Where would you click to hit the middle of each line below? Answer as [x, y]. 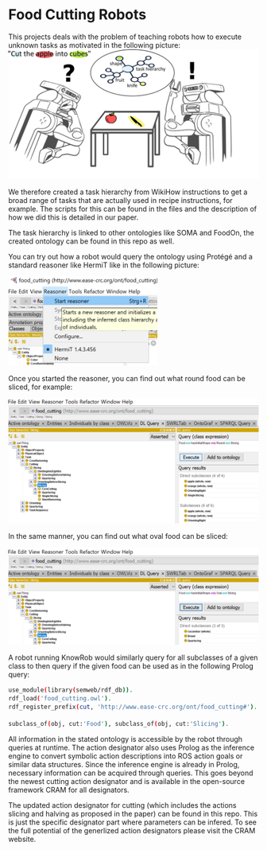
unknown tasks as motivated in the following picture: [95, 45]
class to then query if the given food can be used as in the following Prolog [131, 666]
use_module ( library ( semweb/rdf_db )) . [71, 690]
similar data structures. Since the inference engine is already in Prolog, [124, 764]
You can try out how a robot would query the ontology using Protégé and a [130, 256]
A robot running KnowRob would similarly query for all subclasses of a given [133, 657]
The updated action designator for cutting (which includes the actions [122, 805]
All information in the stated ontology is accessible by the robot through [126, 739]
